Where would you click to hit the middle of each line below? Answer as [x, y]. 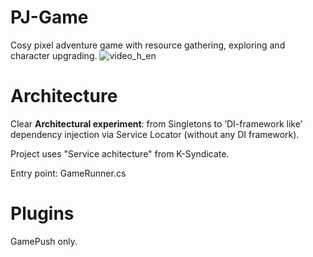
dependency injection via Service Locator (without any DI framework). [155, 134]
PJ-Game [49, 17]
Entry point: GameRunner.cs [68, 173]
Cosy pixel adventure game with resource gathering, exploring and [148, 45]
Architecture [64, 96]
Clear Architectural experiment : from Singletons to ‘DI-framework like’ [156, 123]
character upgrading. [54, 55]
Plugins [42, 213]
